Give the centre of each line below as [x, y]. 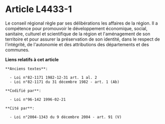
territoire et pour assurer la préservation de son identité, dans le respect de [82, 39]
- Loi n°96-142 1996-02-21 [38, 99]
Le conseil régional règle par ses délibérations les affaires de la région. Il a [82, 23]
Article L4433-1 [39, 9]
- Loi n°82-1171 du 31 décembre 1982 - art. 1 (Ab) [65, 82]
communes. [17, 50]
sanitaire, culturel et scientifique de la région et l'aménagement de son [78, 34]
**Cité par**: [20, 108]
